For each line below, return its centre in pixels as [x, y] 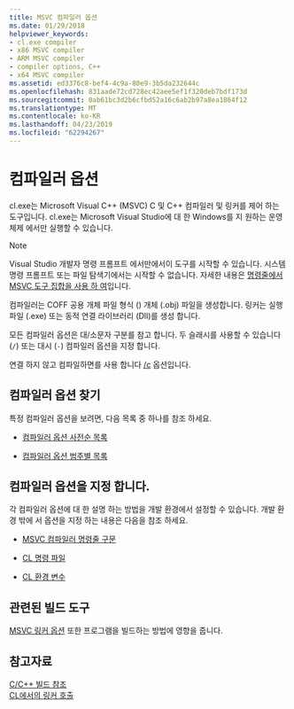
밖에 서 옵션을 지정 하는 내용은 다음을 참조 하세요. [103, 520]
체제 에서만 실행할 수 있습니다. [61, 228]
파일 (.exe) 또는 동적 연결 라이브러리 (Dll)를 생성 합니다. [105, 316]
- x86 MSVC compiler [47, 51]
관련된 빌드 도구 [50, 608]
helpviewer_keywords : [49, 34]
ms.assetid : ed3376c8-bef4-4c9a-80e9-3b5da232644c [104, 83]
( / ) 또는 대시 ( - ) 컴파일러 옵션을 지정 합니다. [85, 346]
